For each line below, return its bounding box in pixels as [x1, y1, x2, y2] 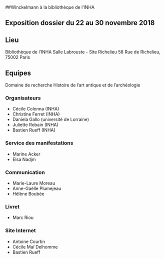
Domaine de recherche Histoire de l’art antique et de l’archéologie [5, 82, 140, 88]
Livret [5, 203, 20, 210]
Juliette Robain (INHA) [12, 122, 59, 128]
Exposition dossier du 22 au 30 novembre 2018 [5, 18, 155, 27]
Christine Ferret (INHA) [12, 111, 60, 117]
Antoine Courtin [12, 238, 45, 244]
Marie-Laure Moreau [12, 180, 55, 186]
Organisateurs [5, 94, 41, 101]
